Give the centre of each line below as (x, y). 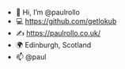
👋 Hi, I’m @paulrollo (48, 12)
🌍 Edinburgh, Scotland (53, 45)
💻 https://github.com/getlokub (66, 21)
